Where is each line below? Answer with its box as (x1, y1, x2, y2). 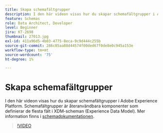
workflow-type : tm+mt (5, 48, 49, 52)
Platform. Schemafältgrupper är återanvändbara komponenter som (5, 103, 138, 109)
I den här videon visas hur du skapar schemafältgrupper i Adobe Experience (5, 98, 158, 104)
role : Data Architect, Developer (5, 20, 73, 26)
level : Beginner (5, 25, 38, 30)
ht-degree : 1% (5, 57, 34, 62)
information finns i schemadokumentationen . (5, 114, 95, 119)
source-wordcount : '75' (5, 52, 53, 57)
